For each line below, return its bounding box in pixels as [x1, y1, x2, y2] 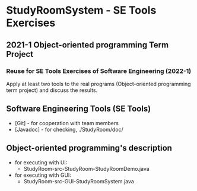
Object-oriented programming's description [6, 143, 172, 153]
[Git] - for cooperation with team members [14, 119, 119, 126]
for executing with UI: [14, 158, 68, 166]
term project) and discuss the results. [6, 87, 98, 94]
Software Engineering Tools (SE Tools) [6, 104, 151, 114]
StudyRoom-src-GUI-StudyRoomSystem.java [23, 177, 135, 184]
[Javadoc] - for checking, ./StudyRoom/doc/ [14, 126, 123, 133]
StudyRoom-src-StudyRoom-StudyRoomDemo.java [23, 165, 150, 172]
